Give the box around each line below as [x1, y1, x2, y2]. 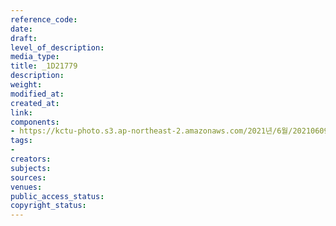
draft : [10, 33, 38, 43]
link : [10, 107, 33, 118]
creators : [10, 154, 52, 164]
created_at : [10, 98, 60, 108]
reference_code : [10, 14, 78, 25]
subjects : [10, 163, 52, 173]
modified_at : [10, 89, 65, 99]
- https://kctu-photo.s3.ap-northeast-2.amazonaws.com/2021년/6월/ [10, 126, 293, 136]
